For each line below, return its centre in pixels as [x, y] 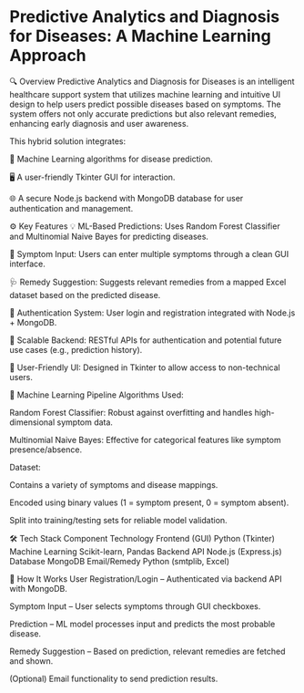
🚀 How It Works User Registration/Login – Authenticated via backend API [146, 579]
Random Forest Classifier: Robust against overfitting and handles [131, 412]
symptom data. [85, 422]
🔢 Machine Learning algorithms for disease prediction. [111, 159]
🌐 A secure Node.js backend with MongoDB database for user [127, 198]
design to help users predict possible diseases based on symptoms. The [145, 104]
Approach [48, 56]
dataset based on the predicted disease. [85, 295]
